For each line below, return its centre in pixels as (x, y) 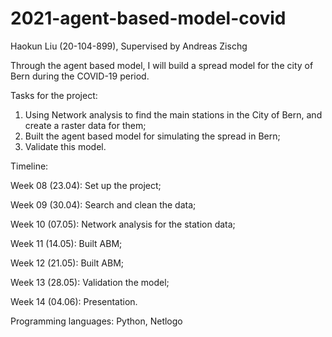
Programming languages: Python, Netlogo (96, 321)
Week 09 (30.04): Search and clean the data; (103, 204)
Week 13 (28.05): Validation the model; (90, 282)
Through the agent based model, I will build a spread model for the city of (162, 65)
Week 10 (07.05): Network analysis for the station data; (123, 224)
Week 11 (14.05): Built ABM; (66, 243)
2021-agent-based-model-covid (148, 18)
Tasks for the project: (54, 95)
